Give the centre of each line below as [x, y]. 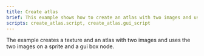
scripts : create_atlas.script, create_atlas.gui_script [78, 23]
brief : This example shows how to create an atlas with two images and [99, 17]
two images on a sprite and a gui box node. [60, 46]
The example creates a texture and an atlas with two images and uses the [98, 40]
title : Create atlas [32, 12]
